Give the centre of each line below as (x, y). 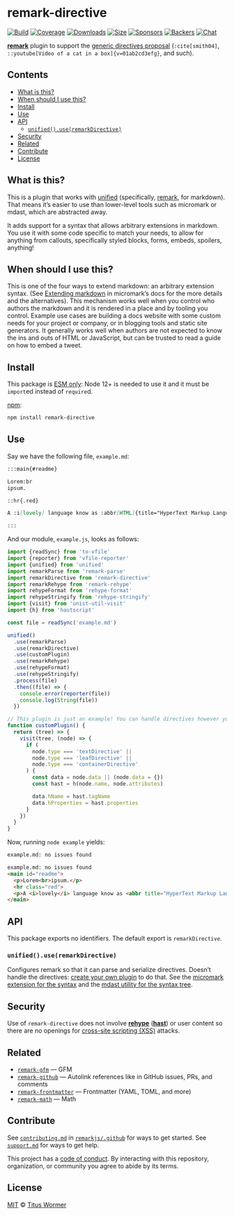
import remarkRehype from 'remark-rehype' (70, 584)
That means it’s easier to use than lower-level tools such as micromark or (112, 204)
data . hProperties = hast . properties (85, 803)
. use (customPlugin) (42, 655)
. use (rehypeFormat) (42, 668)
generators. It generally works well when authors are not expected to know (115, 331)
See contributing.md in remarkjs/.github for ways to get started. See (107, 1138)
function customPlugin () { (46, 726)
